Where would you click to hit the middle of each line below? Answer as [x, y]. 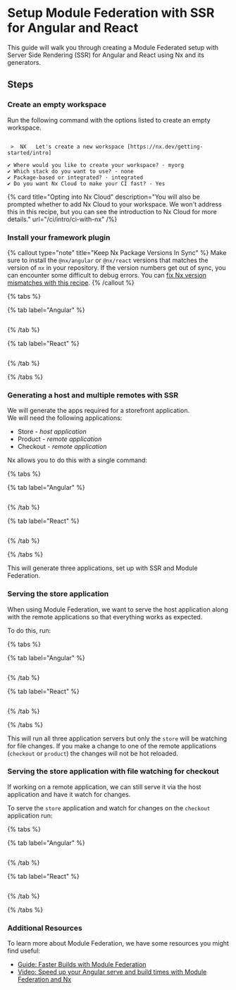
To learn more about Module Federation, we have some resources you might [118, 943]
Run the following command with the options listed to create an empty [109, 120]
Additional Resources [45, 928]
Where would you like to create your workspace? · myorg [99, 165]
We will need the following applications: [65, 418]
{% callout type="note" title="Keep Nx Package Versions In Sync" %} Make [117, 252]
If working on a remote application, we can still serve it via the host [104, 786]
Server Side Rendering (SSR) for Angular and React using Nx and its [106, 55]
